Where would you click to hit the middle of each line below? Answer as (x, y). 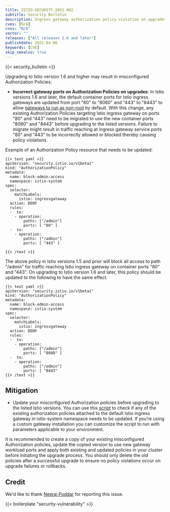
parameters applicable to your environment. (58, 430)
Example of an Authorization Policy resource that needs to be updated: (79, 150)
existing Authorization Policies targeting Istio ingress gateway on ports (86, 113)
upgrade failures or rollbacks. (36, 466)
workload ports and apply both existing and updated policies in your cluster (84, 450)
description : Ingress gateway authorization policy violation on (75, 19)
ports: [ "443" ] (41, 243)
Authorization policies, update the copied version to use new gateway (78, 445)
